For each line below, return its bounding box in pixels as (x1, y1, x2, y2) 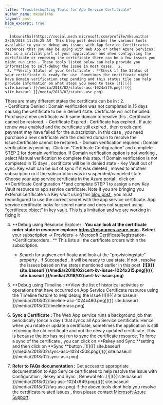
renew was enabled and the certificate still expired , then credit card (5, 124, 142, 130)
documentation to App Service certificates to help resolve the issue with (12, 368, 157, 374)
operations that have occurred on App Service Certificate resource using (12, 287, 159, 293)
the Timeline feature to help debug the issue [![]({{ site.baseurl (12, 292, 138, 298)
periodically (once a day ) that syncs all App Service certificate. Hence (12, 318, 154, 324)
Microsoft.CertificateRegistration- (79, 232, 147, 238)
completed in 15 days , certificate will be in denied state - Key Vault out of (5, 161, 152, 166)
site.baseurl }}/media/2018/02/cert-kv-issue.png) (19, 273, 124, 279)
